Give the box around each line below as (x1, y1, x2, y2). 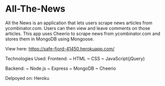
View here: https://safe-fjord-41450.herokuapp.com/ (5, 46, 115, 52)
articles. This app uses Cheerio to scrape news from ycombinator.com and (5, 30, 160, 36)
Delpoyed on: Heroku (5, 75, 49, 81)
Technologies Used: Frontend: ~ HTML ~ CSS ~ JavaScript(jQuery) (5, 55, 145, 61)
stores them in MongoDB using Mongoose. (5, 36, 94, 42)
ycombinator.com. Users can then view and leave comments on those (5, 25, 150, 31)
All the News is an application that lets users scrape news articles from (5, 20, 152, 26)
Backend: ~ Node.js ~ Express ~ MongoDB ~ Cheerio (5, 65, 116, 71)
